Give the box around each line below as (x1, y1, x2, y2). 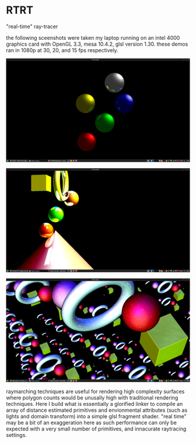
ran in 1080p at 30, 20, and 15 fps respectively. (6, 46, 118, 53)
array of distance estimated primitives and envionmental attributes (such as (6, 407, 188, 414)
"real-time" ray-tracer (6, 23, 58, 30)
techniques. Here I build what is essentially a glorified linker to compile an (6, 401, 183, 408)
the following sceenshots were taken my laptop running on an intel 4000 (6, 34, 180, 41)
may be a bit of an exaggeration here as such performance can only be (6, 419, 177, 426)
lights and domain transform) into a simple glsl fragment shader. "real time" (6, 413, 187, 420)
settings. (6, 432, 27, 439)
